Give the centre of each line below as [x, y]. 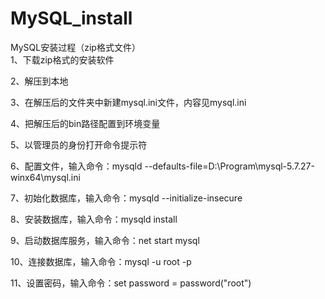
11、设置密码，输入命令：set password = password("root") [131, 283]
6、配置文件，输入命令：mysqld [76, 166]
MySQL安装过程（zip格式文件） [75, 47]
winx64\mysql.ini [45, 177]
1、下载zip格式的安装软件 [62, 59]
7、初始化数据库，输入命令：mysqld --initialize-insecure [126, 198]
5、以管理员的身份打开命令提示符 [79, 144]
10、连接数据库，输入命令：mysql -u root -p [101, 261]
